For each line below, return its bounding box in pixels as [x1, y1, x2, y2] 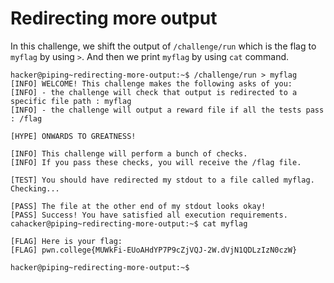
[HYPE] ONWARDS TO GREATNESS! [10, 131, 137, 141]
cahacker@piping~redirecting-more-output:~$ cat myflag [10, 218, 248, 229]
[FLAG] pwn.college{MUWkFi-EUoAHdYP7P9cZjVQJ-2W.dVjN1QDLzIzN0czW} [10, 245, 298, 255]
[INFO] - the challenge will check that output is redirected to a [10, 87, 298, 97]
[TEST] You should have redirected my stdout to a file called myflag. [10, 175, 315, 185]
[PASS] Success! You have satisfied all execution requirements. [10, 210, 288, 220]
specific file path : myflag [10, 96, 132, 106]
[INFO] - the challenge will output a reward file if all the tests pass [10, 105, 325, 115]
